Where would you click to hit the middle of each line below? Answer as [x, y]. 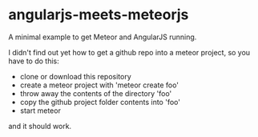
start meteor [40, 111]
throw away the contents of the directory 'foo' [96, 93]
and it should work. [40, 126]
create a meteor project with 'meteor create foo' [99, 85]
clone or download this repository [76, 76]
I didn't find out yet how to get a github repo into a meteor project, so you [129, 52]
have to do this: [34, 61]
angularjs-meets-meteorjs [99, 15]
